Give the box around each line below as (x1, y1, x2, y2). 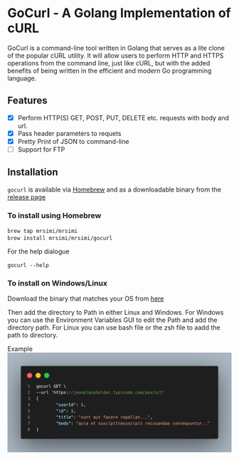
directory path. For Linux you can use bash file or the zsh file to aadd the (7, 323, 221, 332)
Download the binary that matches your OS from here (7, 294, 164, 303)
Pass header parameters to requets (17, 129, 122, 137)
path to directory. (7, 331, 58, 340)
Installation (7, 166, 58, 179)
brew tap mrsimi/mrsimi (7, 228, 78, 235)
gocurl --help (7, 262, 50, 269)
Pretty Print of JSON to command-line (17, 137, 129, 145)
